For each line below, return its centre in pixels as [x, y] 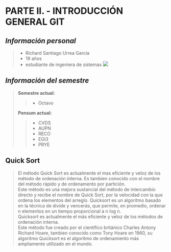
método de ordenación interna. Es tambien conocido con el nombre [89, 178]
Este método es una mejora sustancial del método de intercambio [87, 189]
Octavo [46, 103]
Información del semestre [47, 81]
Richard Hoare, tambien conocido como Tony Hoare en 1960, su [85, 233]
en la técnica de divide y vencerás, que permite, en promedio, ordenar [92, 205]
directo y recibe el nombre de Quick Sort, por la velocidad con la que [90, 195]
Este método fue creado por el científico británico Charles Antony [87, 227]
